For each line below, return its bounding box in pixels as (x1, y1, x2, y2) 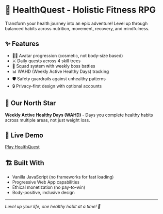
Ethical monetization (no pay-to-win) (12, 184, 86, 190)
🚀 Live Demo (5, 131, 44, 139)
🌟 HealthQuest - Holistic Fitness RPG (5, 4, 156, 16)
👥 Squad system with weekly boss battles (12, 63, 96, 69)
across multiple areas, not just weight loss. (5, 117, 91, 123)
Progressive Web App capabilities (12, 179, 80, 185)
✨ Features (5, 40, 39, 48)
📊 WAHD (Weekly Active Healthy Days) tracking (12, 68, 109, 74)
